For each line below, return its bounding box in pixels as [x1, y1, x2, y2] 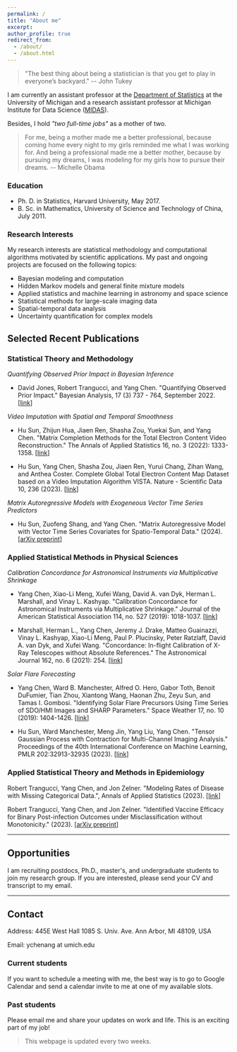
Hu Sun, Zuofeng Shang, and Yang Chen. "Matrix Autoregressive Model [17, 520, 226, 528]
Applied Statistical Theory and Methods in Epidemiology [7, 767, 205, 777]
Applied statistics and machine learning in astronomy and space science [17, 290, 229, 298]
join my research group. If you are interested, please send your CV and [7, 874, 214, 882]
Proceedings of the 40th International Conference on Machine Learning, [17, 743, 228, 751]
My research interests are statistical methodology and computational [7, 246, 207, 254]
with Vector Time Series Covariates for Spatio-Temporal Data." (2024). [17, 527, 223, 536]
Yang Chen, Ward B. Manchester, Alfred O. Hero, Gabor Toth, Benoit [17, 684, 215, 692]
